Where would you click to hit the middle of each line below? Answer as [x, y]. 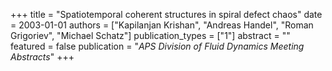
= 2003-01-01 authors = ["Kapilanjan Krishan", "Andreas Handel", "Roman [162, 25]
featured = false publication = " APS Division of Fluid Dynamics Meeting [157, 46]
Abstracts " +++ [42, 57]
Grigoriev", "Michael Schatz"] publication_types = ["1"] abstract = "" [150, 35]
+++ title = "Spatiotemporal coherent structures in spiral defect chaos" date [166, 14]
